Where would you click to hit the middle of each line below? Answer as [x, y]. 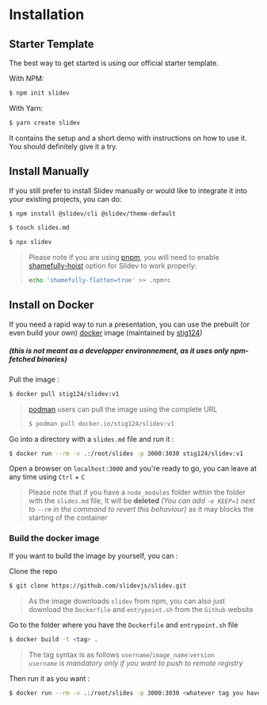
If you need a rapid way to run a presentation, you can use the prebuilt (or [130, 324]
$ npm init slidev [39, 93]
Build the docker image [54, 538]
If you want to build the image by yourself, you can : [93, 556]
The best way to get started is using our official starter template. [114, 63]
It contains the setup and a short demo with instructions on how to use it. [128, 138]
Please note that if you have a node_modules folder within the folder [137, 492]
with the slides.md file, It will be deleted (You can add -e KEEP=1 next [142, 501]
